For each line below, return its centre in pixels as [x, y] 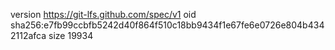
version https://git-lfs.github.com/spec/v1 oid [103, 14]
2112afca [28, 35]
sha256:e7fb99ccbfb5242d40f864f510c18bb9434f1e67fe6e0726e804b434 [167, 25]
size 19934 [71, 35]
